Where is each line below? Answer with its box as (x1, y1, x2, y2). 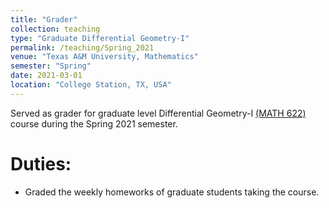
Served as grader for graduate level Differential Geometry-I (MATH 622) (10, 107, 307, 119)
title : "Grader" (10, 14, 78, 25)
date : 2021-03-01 (10, 71, 83, 81)
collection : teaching (10, 24, 101, 34)
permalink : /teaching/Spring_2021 (10, 42, 155, 53)
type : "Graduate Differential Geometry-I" (10, 33, 190, 43)
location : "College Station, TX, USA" (10, 80, 172, 90)
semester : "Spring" (10, 61, 92, 71)
